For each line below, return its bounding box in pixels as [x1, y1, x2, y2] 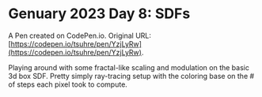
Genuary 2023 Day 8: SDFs [8, 5, 191, 23]
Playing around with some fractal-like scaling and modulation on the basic [8, 62, 249, 72]
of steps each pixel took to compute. [8, 80, 128, 89]
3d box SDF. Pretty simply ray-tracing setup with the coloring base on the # [8, 71, 255, 80]
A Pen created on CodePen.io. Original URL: [8, 31, 152, 40]
